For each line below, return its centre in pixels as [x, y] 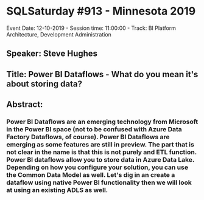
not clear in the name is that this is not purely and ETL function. [101, 152]
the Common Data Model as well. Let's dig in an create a [91, 175]
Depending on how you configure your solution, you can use [97, 167]
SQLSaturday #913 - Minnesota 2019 [101, 11]
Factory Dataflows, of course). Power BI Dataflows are [88, 137]
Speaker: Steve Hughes [52, 54]
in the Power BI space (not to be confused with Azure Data [94, 129]
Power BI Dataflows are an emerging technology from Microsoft [102, 122]
